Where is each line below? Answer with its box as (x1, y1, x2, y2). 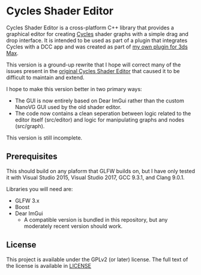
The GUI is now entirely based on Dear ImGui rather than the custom (14, 97, 184, 104)
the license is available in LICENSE (6, 262, 92, 269)
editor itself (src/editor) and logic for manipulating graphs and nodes (14, 116, 185, 123)
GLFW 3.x (14, 197, 40, 204)
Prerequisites (6, 152, 58, 162)
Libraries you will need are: (6, 185, 73, 192)
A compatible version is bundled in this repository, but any (23, 216, 168, 223)
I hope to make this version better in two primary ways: (6, 85, 142, 92)
